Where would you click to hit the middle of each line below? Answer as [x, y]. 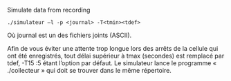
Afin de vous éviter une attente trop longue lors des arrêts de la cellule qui [113, 48]
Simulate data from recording [49, 10]
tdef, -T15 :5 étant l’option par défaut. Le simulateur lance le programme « [112, 63]
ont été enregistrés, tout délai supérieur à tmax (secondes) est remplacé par [116, 56]
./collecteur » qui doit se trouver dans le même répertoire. [89, 70]
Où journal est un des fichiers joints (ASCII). [70, 35]
